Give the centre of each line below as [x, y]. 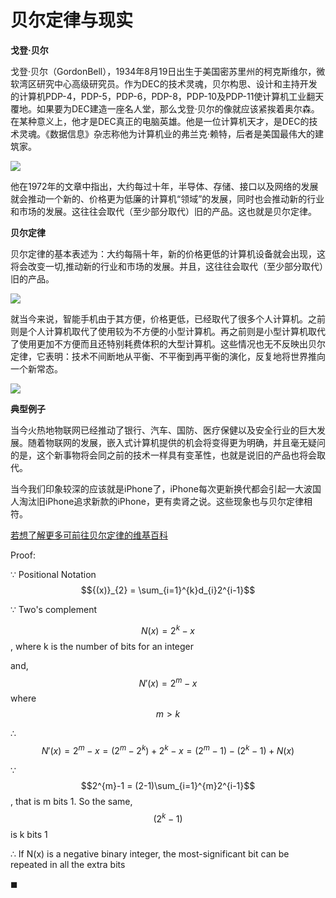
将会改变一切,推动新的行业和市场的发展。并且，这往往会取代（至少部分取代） [167, 266]
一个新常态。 [36, 368]
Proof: [23, 555]
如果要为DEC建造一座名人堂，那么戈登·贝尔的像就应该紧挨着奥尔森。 [178, 108]
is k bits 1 [29, 834]
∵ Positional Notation [53, 574]
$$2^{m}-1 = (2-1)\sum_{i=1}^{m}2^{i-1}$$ [168, 785]
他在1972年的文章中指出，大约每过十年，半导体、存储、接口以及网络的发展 [164, 186]
